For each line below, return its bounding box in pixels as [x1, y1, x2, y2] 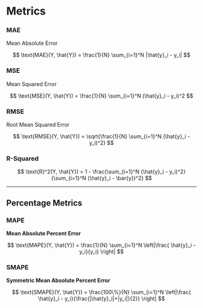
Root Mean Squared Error [6, 121, 70, 129]
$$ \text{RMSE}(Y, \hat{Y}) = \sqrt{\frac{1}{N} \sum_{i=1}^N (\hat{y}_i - [13, 133, 190, 140]
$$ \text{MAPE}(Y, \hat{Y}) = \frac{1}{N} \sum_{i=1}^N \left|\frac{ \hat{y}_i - [7, 241, 196, 249]
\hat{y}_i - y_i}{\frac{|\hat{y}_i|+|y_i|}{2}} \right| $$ [38, 295, 165, 303]
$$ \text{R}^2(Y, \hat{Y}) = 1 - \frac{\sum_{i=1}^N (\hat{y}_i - [17, 168, 168, 175]
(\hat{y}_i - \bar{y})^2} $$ [87, 175, 152, 182]
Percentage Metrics [6, 198, 83, 208]
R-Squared [6, 155, 39, 162]
